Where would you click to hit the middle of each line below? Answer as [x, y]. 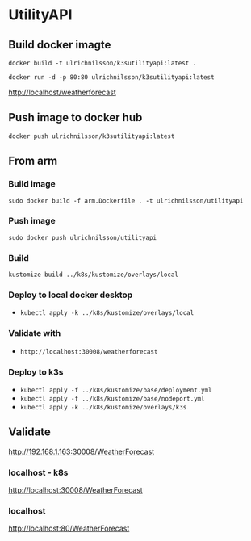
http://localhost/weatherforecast [63, 92]
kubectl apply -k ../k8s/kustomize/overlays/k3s [103, 407]
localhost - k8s [38, 472]
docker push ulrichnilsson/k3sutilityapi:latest [92, 136]
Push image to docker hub [75, 117]
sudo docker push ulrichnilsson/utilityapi [83, 237]
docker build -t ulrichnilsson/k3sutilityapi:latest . [102, 63]
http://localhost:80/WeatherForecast [69, 528]
